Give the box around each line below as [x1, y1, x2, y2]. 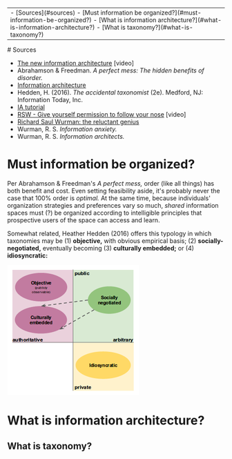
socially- [197, 237, 224, 245]
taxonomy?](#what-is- [126, 23, 193, 31]
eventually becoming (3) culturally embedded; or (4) [42, 244, 195, 253]
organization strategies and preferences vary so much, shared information [7, 202, 219, 210]
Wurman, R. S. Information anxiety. [17, 125, 117, 133]
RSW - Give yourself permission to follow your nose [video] [17, 110, 186, 119]
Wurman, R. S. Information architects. [17, 133, 125, 141]
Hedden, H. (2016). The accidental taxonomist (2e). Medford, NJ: [17, 88, 204, 97]
